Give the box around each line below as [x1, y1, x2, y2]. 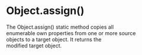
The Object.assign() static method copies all [6, 23, 114, 30]
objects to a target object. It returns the [6, 36, 102, 43]
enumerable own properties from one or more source [6, 29, 136, 36]
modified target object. [6, 42, 62, 49]
